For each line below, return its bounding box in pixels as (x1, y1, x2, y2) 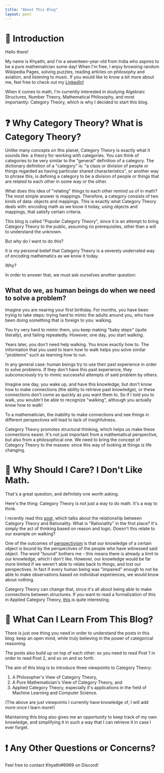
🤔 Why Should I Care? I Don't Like (5, 464, 143, 475)
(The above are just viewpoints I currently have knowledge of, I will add (5, 699, 149, 705)
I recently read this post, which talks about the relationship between (5, 515, 142, 521)
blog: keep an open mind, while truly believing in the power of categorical (5, 635, 153, 641)
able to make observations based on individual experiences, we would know (5, 572, 159, 577)
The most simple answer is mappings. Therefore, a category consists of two (5, 193, 159, 199)
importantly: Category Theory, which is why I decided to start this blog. (5, 99, 149, 105)
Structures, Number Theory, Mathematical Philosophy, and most (5, 94, 135, 100)
